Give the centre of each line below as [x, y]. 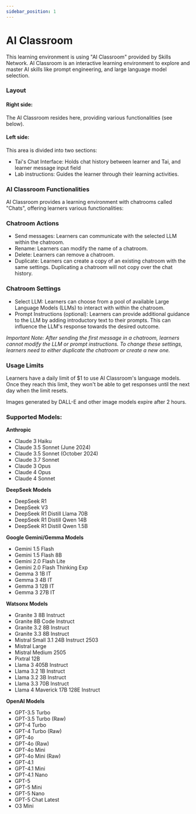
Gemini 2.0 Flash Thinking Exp [51, 568]
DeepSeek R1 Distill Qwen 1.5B [51, 526]
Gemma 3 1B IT [33, 574]
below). [15, 124]
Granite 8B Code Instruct [44, 621]
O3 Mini [24, 806]
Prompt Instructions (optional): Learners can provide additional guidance [102, 314]
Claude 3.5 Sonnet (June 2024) [52, 447]
